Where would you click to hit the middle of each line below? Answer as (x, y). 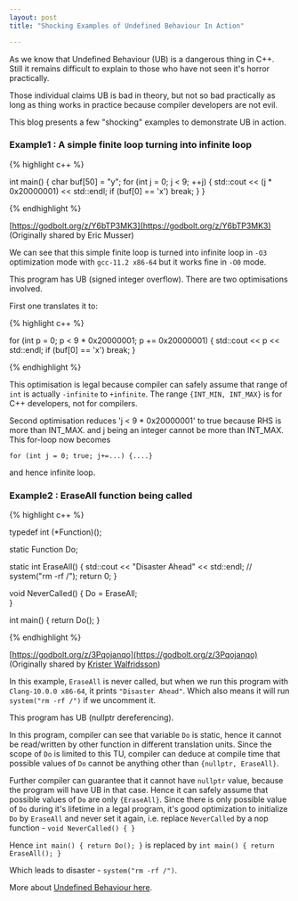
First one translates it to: (53, 306)
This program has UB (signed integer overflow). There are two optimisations (149, 279)
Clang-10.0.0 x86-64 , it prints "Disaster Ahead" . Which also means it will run (149, 691)
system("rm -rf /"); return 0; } (63, 577)
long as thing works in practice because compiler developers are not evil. (144, 104)
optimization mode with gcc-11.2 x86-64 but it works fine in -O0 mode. (138, 262)
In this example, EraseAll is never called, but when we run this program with (149, 682)
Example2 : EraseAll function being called (101, 496)
